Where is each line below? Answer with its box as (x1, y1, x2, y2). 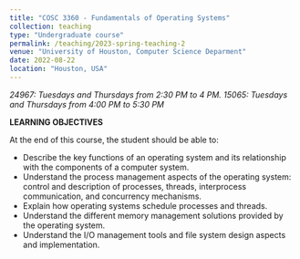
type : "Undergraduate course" (9, 30, 125, 39)
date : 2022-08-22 (9, 56, 76, 65)
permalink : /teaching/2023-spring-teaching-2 (9, 38, 185, 48)
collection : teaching (9, 22, 92, 31)
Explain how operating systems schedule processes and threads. (22, 200, 268, 211)
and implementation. (22, 239, 100, 250)
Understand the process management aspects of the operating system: (22, 171, 292, 182)
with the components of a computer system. (22, 161, 190, 172)
